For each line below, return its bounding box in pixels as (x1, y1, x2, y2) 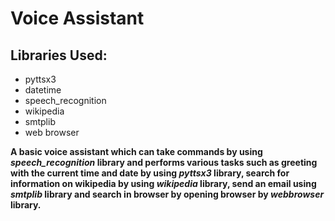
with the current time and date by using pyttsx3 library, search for (10, 167, 290, 179)
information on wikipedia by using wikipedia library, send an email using (10, 178, 317, 189)
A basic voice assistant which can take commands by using (10, 146, 263, 157)
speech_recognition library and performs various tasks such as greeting (10, 157, 318, 168)
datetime (24, 84, 62, 96)
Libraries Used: (10, 47, 108, 64)
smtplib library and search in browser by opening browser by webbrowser (10, 188, 325, 200)
